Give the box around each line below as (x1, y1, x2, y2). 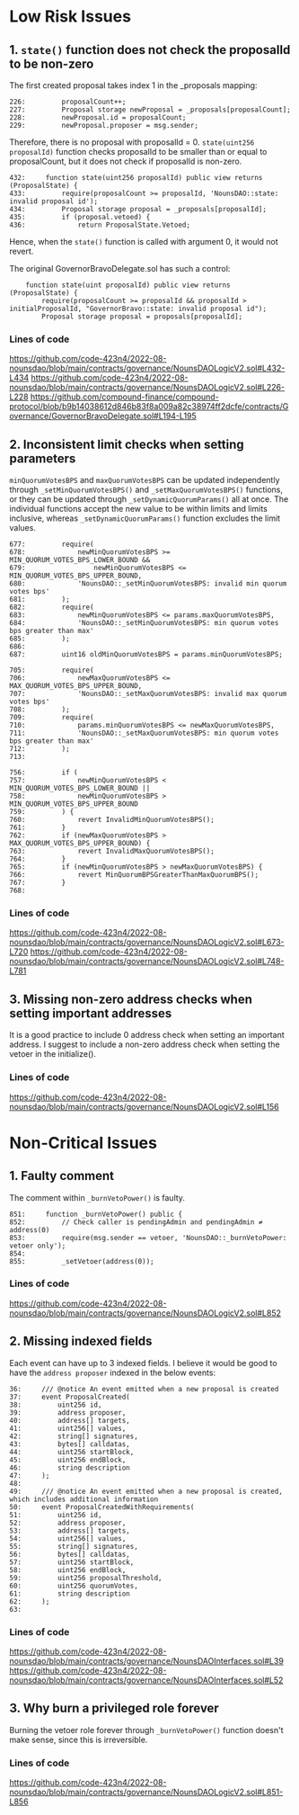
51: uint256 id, (9, 1510, 102, 1519)
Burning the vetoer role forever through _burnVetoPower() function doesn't (9, 1724, 285, 1735)
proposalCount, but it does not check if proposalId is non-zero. (9, 156, 242, 166)
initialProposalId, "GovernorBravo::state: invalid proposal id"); (9, 304, 268, 313)
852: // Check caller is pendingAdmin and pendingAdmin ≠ (9, 1217, 263, 1227)
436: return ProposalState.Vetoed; (9, 220, 191, 229)
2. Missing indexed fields (9, 1334, 153, 1349)
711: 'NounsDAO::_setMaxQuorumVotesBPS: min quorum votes (9, 729, 279, 738)
